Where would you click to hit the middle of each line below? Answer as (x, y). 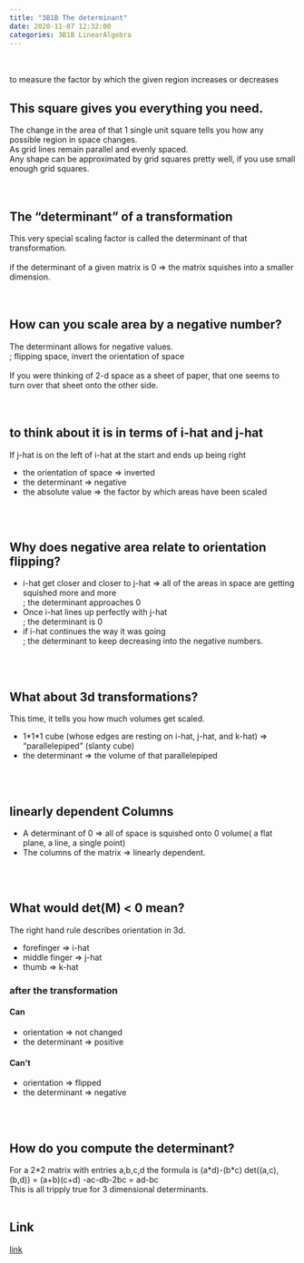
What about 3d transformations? (104, 696)
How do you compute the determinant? (122, 1148)
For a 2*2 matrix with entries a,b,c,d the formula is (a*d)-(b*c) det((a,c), (144, 1170)
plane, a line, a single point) (74, 843)
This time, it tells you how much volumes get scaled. (108, 719)
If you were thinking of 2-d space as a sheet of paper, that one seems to (144, 375)
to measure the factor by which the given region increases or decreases (144, 80)
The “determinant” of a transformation (121, 216)
